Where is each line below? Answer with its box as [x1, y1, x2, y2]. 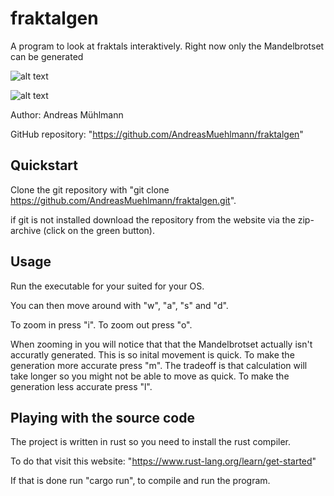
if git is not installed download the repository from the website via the [10, 213, 296, 226]
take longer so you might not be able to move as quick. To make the [10, 370, 290, 382]
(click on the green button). [43, 224, 156, 236]
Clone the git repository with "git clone [10, 183, 170, 196]
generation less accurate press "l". [10, 380, 153, 392]
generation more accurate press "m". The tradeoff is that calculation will [10, 359, 308, 371]
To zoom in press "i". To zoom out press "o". [10, 318, 193, 331]
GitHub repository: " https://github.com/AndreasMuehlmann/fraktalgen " [10, 128, 304, 140]
